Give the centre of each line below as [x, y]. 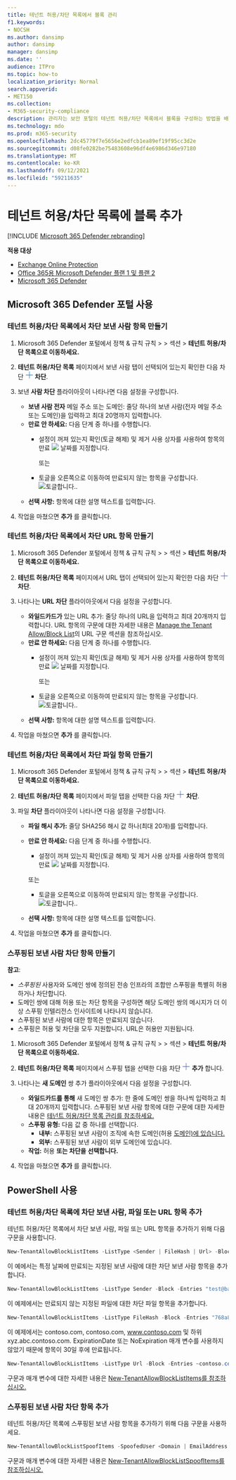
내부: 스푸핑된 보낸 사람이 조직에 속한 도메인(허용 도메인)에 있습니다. [132, 1133]
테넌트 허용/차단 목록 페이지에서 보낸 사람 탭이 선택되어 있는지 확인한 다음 [118, 366]
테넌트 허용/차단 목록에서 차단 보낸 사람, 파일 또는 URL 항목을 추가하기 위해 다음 [116, 1229]
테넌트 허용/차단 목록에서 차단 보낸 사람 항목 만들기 [87, 326]
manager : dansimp [33, 52]
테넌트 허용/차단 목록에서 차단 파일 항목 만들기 [80, 755]
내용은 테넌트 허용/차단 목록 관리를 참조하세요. [91, 1116]
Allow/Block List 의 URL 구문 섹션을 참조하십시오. [96, 634]
